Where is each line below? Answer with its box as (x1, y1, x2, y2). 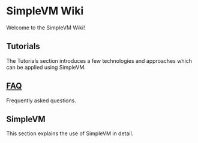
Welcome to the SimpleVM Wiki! (6, 24, 85, 31)
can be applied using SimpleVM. (6, 63, 86, 71)
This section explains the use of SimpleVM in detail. (6, 130, 134, 137)
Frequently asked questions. (6, 97, 76, 104)
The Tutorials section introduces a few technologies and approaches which (6, 57, 192, 64)
